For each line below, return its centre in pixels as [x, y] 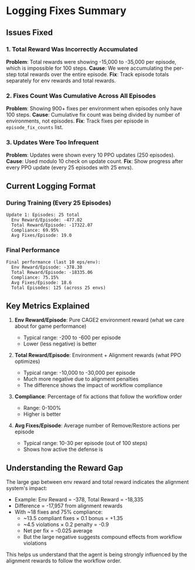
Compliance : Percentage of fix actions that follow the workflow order [98, 396]
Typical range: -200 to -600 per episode [72, 338]
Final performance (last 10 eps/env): [53, 262]
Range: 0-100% [42, 408]
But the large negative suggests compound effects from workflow [103, 537]
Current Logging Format [51, 186]
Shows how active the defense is [63, 449]
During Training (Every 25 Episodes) [59, 202]
